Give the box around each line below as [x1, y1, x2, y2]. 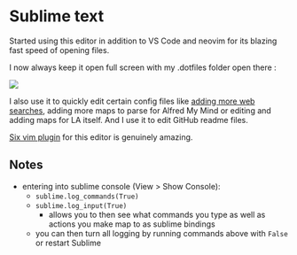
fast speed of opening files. [9, 44, 110, 55]
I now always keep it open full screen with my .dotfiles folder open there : [9, 62, 277, 73]
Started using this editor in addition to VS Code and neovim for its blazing [9, 35, 277, 46]
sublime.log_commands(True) [35, 192, 139, 201]
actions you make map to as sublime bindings [48, 219, 215, 229]
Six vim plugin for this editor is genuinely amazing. [9, 131, 193, 143]
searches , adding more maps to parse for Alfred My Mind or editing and [9, 104, 272, 116]
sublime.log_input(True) [35, 201, 128, 210]
